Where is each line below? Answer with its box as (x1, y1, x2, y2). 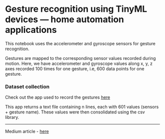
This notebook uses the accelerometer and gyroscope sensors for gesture (5, 40, 156, 46)
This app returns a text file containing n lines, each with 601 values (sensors (5, 104, 159, 110)
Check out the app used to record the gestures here (5, 94, 110, 100)
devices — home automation (5, 14, 124, 25)
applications (5, 25, 57, 35)
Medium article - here (5, 129, 49, 135)
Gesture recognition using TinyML (5, 3, 147, 15)
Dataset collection (5, 83, 50, 90)
